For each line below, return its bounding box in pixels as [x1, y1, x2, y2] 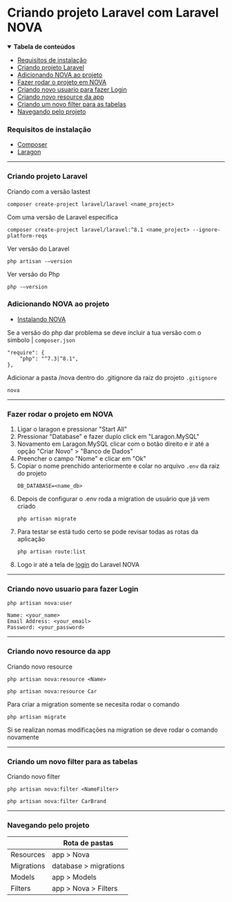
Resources [10, 850, 46, 860]
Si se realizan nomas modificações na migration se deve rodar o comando [7, 725, 218, 734]
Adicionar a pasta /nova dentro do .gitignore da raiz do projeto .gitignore [7, 373, 217, 381]
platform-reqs [7, 232, 48, 240]
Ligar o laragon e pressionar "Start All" [17, 425, 128, 433]
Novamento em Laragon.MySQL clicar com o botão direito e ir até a [17, 440, 209, 448]
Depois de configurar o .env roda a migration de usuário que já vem [17, 495, 210, 503]
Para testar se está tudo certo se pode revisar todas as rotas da [17, 527, 199, 536]
